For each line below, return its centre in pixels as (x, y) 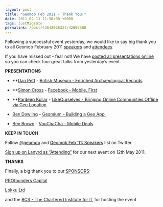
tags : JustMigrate (24, 23)
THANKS (14, 161)
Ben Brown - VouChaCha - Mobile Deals (53, 124)
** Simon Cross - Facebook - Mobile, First (55, 90)
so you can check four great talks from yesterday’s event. (63, 62)
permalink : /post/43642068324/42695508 (46, 28)
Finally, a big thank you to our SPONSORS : (48, 171)
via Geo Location (29, 105)
